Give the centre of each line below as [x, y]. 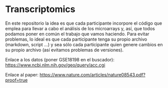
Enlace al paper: [22, 74]
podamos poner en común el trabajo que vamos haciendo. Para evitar [77, 34]
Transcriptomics [40, 9]
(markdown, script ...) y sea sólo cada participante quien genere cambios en [84, 44]
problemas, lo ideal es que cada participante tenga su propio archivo [76, 39]
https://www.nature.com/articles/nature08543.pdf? [92, 74]
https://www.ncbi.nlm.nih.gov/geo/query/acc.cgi [55, 65]
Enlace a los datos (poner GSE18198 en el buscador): [60, 59]
